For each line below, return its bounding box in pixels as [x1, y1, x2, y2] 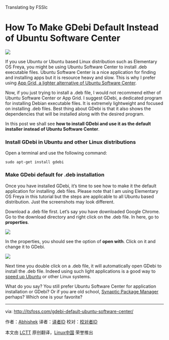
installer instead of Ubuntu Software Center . [5, 126, 100, 132]
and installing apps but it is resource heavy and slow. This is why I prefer [5, 74, 156, 80]
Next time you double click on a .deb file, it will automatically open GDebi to [5, 263, 162, 269]
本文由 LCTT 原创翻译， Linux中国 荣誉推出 [5, 329, 94, 335]
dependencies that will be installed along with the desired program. [5, 110, 145, 117]
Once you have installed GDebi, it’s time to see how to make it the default [5, 183, 157, 189]
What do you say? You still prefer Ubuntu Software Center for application [5, 283, 156, 289]
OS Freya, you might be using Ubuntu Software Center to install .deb [5, 64, 147, 70]
